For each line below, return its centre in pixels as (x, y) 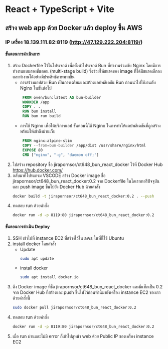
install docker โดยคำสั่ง (34, 244)
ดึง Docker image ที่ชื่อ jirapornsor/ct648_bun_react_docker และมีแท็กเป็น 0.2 (88, 287)
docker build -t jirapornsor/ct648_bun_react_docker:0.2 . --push (83, 196)
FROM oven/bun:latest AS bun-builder (62, 97)
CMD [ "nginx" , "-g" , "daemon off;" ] (61, 155)
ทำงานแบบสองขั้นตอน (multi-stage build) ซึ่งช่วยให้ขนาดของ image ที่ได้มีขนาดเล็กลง (87, 71)
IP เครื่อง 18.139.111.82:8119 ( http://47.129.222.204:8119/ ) (74, 42)
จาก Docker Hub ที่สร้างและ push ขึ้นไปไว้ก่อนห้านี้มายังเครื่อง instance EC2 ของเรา (87, 292)
